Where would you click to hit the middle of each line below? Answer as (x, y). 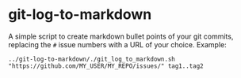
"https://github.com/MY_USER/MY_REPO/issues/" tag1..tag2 (106, 66)
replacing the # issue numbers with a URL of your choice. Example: (118, 44)
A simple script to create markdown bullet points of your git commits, (121, 36)
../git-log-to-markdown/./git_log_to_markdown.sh (92, 59)
